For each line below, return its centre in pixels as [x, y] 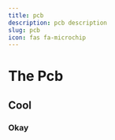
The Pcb [36, 76]
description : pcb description [58, 23]
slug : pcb [24, 30]
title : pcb [26, 15]
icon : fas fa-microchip [47, 37]
